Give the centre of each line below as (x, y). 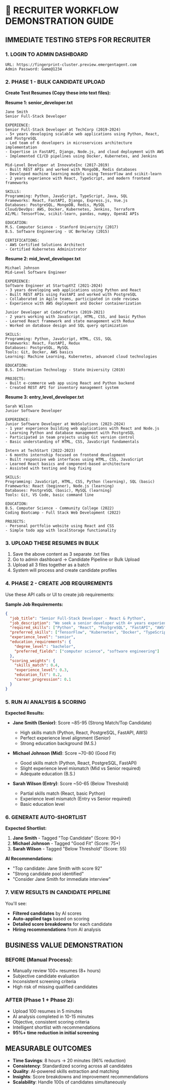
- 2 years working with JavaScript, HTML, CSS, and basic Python (75, 317)
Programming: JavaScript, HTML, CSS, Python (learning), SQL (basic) (80, 482)
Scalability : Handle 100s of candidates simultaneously (69, 1082)
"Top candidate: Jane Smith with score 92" (57, 869)
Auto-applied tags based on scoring (51, 918)
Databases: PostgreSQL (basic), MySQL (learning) (59, 491)
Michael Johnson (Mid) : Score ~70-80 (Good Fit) (64, 753)
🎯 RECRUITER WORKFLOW (62, 10)
